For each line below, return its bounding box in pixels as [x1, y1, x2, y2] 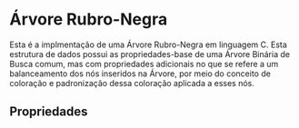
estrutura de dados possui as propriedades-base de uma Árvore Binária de [9, 48, 291, 59]
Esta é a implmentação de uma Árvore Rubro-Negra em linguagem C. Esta [9, 39, 288, 50]
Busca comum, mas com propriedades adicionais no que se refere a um [9, 58, 279, 69]
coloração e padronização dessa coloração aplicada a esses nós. [9, 77, 254, 88]
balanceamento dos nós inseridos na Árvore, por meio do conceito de [9, 68, 271, 79]
